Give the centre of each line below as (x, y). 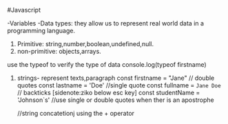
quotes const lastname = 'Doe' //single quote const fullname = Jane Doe (119, 85)
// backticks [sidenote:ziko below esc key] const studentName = (108, 93)
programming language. (41, 31)
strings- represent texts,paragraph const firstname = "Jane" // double (116, 78)
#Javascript (24, 10)
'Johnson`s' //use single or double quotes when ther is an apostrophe (116, 100)
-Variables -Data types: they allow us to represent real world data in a (106, 23)
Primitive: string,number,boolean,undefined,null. (85, 44)
